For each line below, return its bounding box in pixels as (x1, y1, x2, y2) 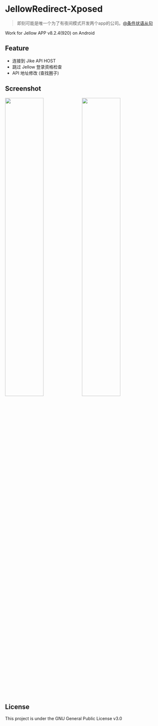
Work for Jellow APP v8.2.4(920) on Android (5, 30, 95, 36)
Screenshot (5, 85, 41, 93)
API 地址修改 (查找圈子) (12, 70, 59, 76)
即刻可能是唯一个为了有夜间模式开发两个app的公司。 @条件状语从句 (17, 20, 153, 26)
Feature (5, 44, 29, 52)
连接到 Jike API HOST (12, 58, 56, 64)
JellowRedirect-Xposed (5, 3, 103, 15)
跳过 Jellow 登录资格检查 (12, 64, 62, 69)
